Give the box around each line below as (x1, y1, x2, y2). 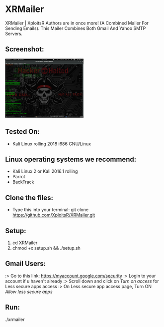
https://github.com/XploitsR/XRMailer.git (12, 212, 95, 218)
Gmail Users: (5, 260, 46, 268)
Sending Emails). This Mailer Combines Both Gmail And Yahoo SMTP (5, 25, 146, 31)
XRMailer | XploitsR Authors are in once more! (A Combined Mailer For (5, 20, 149, 26)
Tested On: (5, 127, 40, 136)
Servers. (5, 30, 23, 36)
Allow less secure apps (5, 289, 53, 295)
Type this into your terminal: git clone (12, 207, 88, 213)
